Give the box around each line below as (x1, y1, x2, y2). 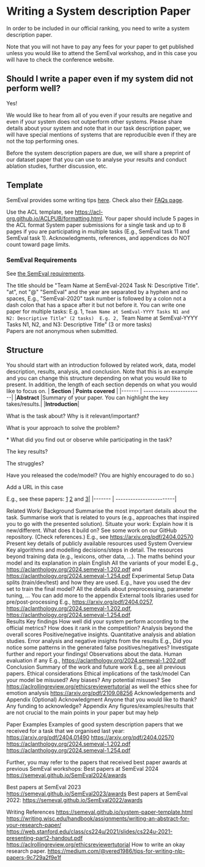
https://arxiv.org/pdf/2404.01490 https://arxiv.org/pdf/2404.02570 (6, 734, 174, 741)
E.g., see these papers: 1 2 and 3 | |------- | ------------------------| (6, 495, 177, 503)
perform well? (6, 83, 61, 94)
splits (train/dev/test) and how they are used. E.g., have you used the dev (6, 579, 191, 586)
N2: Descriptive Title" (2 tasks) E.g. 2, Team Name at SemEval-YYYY (6, 314, 198, 321)
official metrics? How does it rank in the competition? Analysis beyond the (6, 624, 193, 631)
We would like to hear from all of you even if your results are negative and (6, 111, 193, 119)
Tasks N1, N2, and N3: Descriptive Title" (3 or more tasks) (6, 320, 152, 328)
